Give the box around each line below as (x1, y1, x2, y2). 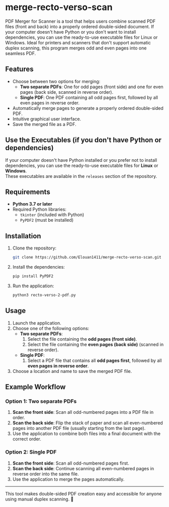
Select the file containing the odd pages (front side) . (27, 336, 137, 342)
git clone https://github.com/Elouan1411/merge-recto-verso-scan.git (12, 255, 162, 260)
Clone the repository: (12, 245, 57, 251)
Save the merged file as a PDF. (12, 121, 76, 127)
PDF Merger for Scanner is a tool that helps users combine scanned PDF (5, 18, 156, 24)
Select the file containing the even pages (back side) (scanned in (27, 341, 164, 347)
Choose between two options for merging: (12, 78, 101, 84)
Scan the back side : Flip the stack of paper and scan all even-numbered (12, 420, 163, 426)
